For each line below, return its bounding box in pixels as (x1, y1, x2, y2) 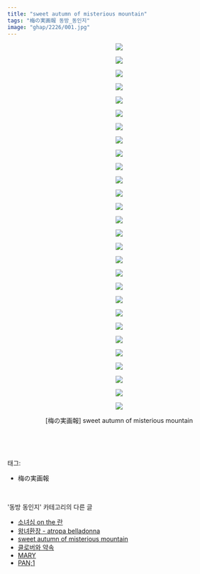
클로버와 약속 (17, 543, 55, 552)
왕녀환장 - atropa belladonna (17, 526, 101, 536)
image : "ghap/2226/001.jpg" (7, 23, 91, 31)
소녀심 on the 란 (17, 518, 63, 526)
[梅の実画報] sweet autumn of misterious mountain (45, 416, 194, 425)
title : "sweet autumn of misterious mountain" (7, 10, 148, 18)
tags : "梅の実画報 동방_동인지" (7, 17, 90, 24)
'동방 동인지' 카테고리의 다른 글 (7, 503, 93, 512)
